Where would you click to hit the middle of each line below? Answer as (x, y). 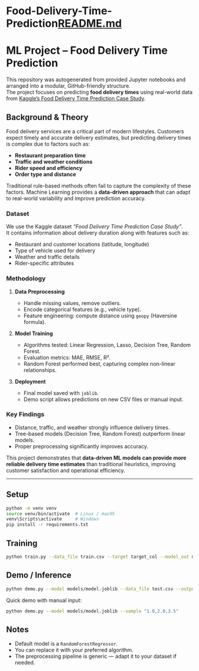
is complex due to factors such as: (48, 144)
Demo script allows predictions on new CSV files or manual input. (103, 399)
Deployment (30, 381)
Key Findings (25, 415)
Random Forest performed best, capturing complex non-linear (99, 364)
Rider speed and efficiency (49, 168)
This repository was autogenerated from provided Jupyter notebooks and (96, 80)
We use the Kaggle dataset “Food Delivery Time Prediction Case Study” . (95, 227)
